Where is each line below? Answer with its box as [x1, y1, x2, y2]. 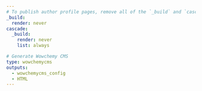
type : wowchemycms [6, 58, 52, 65]
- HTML [11, 76, 28, 82]
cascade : [6, 25, 28, 32]
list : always [17, 43, 50, 49]
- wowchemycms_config [11, 70, 66, 76]
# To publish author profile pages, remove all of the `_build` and [6, 8, 182, 15]
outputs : [6, 64, 28, 71]
